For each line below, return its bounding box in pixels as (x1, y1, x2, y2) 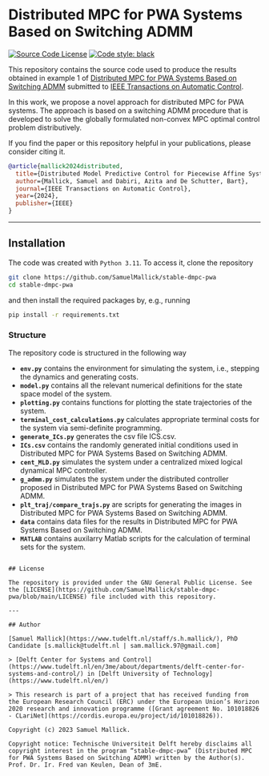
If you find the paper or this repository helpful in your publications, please (8, 138, 251, 147)
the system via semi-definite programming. (19, 423, 163, 432)
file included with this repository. (90, 593, 217, 601)
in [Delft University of (86, 669, 171, 677)
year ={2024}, (15, 192, 59, 200)
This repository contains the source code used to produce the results (8, 64, 237, 74)
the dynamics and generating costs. (19, 372, 139, 381)
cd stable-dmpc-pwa (8, 280, 74, 289)
